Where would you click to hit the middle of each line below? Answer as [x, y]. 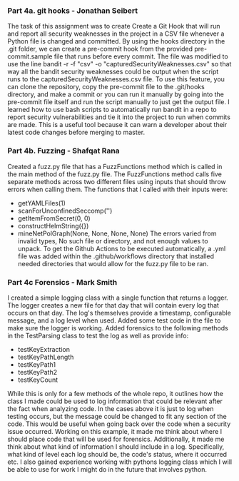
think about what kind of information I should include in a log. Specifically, [116, 446]
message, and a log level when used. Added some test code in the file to [114, 320]
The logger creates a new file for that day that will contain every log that [113, 305]
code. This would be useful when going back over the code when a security [119, 424]
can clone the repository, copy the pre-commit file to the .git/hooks [106, 87]
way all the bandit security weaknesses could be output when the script [113, 72]
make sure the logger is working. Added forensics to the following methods [118, 328]
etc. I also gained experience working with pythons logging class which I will [120, 462]
